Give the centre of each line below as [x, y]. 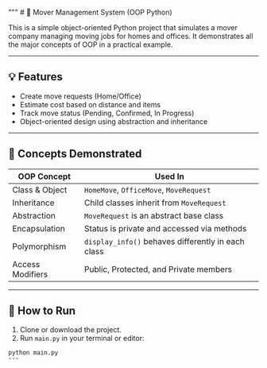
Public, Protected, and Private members [159, 269]
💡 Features [36, 77]
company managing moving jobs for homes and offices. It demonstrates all [131, 36]
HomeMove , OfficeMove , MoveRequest [148, 189]
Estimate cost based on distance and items [90, 104]
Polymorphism [39, 246]
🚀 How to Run [42, 311]
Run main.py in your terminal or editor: [82, 339]
